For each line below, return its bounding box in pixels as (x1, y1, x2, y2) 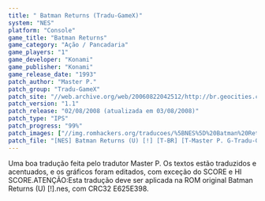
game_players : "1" (8, 48, 69, 56)
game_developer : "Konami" (8, 56, 93, 64)
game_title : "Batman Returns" (8, 33, 108, 42)
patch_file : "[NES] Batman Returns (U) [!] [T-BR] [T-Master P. (8, 136, 224, 145)
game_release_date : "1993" (8, 70, 97, 78)
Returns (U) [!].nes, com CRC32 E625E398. (8, 184, 149, 193)
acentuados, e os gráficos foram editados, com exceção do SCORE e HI (8, 167, 242, 176)
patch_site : (8, 93, 47, 100)
